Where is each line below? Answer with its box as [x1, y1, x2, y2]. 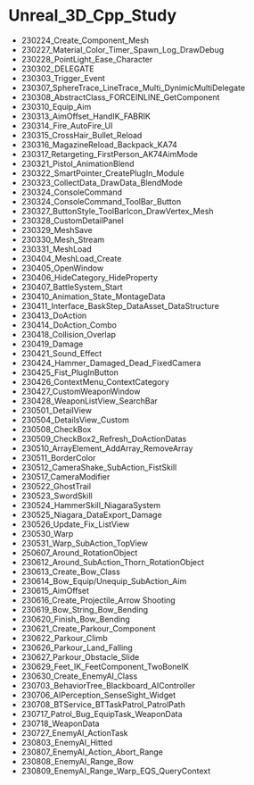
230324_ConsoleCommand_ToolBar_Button [20, 196, 182, 206]
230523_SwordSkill [20, 490, 93, 501]
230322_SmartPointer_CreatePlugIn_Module [20, 167, 184, 179]
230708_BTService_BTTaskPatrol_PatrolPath [20, 698, 186, 710]
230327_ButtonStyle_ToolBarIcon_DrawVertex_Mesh [20, 205, 215, 216]
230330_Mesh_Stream [20, 234, 105, 245]
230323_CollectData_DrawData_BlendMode [20, 177, 184, 188]
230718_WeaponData [20, 718, 100, 729]
